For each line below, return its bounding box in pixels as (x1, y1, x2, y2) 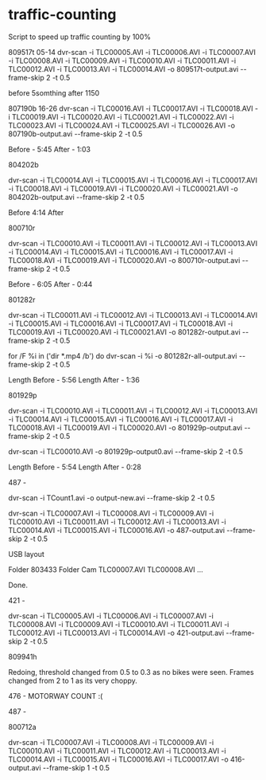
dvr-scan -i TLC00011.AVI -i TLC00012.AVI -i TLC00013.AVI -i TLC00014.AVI (8, 310, 258, 319)
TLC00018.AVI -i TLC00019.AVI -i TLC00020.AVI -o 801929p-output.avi (8, 422, 243, 432)
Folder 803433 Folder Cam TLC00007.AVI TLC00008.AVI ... (8, 564, 204, 574)
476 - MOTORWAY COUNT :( (8, 691, 103, 700)
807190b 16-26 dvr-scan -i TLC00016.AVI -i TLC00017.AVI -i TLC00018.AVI (8, 104, 253, 113)
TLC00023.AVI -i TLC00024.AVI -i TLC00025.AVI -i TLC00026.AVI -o (8, 120, 236, 130)
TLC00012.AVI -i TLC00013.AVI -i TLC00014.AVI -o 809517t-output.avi (8, 64, 239, 73)
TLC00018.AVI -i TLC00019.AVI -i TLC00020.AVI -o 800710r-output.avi (8, 255, 241, 265)
